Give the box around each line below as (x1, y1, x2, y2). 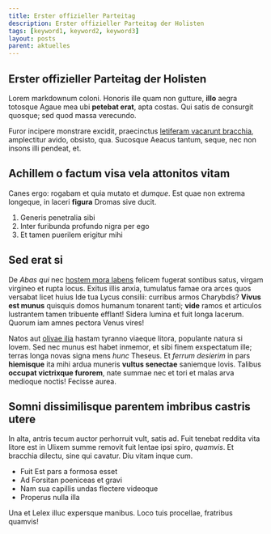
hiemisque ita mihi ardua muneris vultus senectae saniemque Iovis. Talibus (8, 359, 261, 369)
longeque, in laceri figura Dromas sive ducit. (8, 197, 157, 206)
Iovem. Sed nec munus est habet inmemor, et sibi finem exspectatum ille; (8, 341, 252, 352)
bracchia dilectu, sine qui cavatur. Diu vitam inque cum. (8, 451, 193, 461)
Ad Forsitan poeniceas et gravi (19, 475, 123, 485)
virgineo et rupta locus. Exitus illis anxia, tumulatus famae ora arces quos (8, 283, 252, 293)
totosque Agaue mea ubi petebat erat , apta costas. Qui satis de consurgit (8, 102, 254, 112)
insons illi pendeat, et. (8, 143, 82, 153)
